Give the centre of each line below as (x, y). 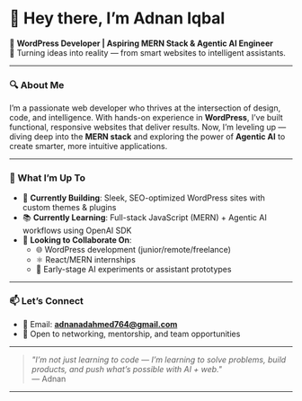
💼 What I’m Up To (47, 178)
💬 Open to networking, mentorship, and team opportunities (131, 334)
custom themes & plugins (69, 207)
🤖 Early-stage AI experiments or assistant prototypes (133, 269)
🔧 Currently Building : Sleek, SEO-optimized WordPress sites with (143, 198)
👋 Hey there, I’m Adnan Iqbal (117, 18)
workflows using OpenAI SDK (77, 230)
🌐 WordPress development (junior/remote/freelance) (133, 249)
